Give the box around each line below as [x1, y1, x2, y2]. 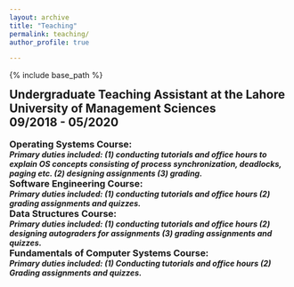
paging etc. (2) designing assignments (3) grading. [9, 168, 203, 179]
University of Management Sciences [9, 101, 216, 116]
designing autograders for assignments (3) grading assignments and [9, 228, 273, 239]
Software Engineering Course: [9, 178, 143, 190]
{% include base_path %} [9, 70, 103, 81]
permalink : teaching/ [9, 29, 90, 38]
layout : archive [9, 12, 69, 22]
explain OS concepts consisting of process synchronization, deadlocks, [9, 159, 282, 170]
